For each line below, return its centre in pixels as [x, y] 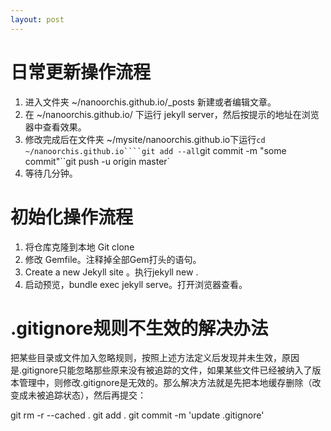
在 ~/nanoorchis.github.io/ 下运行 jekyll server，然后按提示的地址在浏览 [172, 114]
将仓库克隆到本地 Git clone [79, 247]
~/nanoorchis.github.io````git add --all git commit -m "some [155, 150]
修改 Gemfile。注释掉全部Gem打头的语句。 [113, 259]
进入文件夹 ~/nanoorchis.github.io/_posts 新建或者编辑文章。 [150, 102]
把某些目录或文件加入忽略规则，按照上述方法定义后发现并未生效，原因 [155, 358]
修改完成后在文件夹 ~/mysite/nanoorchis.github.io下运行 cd [145, 139]
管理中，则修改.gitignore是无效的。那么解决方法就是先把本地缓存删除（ [165, 383]
